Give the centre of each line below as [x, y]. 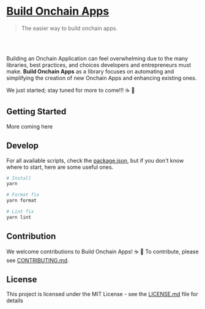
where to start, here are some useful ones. [60, 167]
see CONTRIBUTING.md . [38, 260]
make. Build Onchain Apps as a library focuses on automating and [90, 71]
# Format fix [23, 195]
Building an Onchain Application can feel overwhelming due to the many [97, 58]
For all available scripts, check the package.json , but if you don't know [95, 160]
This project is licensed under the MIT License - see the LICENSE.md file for [102, 294]
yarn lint [19, 217]
